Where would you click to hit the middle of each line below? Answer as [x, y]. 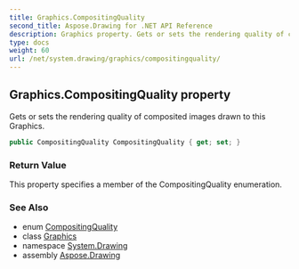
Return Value [38, 165]
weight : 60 [29, 51]
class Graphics [49, 236]
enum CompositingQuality [70, 227]
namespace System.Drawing [75, 246]
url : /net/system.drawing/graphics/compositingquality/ [115, 59]
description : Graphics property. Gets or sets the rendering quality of [147, 34]
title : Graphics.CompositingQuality [77, 17]
